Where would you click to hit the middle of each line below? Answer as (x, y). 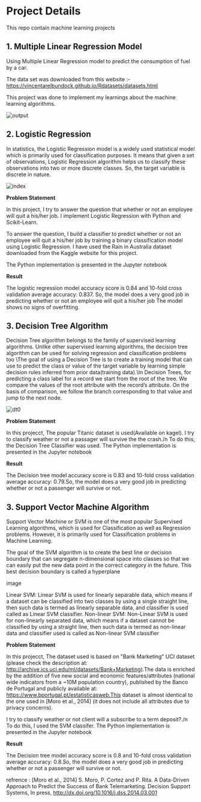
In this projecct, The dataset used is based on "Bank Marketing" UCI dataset (100, 656)
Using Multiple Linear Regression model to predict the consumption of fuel (98, 61)
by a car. (17, 67)
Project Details (43, 11)
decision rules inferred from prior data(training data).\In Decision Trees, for (99, 372)
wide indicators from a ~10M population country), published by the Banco (97, 682)
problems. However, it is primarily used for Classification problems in (91, 534)
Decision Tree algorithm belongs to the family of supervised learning (91, 341)
